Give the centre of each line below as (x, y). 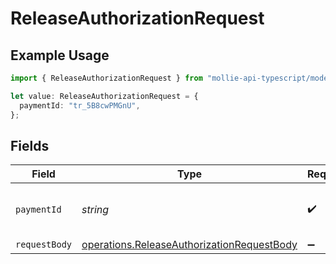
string (95, 210)
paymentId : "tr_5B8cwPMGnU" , (80, 105)
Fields (30, 145)
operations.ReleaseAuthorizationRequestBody (189, 245)
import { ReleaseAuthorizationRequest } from (106, 78)
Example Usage (60, 55)
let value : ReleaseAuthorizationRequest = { (104, 96)
